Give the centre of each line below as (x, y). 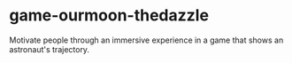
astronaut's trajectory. (50, 49)
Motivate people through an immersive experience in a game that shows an (146, 40)
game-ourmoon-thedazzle (109, 16)
